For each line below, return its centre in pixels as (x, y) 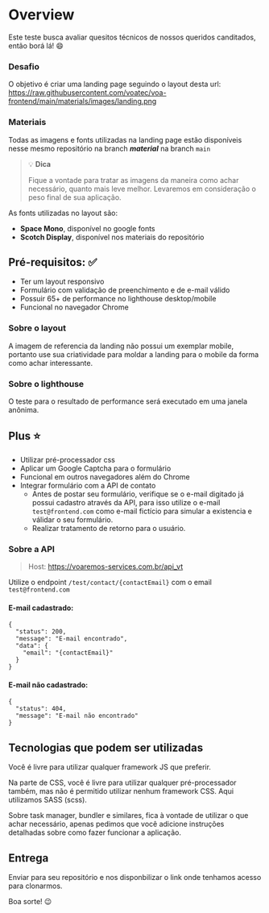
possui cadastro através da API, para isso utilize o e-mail (126, 502)
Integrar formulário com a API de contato (88, 485)
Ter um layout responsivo (62, 282)
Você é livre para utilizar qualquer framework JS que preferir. (110, 767)
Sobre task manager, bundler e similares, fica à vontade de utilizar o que (128, 815)
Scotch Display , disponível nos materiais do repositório (112, 237)
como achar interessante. (51, 363)
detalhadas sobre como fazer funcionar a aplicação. (95, 832)
